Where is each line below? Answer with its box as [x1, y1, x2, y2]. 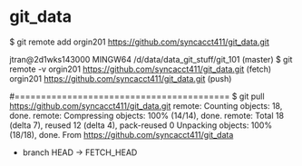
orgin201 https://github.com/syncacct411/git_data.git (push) [9, 73, 232, 83]
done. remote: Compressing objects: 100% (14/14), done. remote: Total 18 [9, 110, 284, 121]
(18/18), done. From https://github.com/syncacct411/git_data [9, 129, 234, 140]
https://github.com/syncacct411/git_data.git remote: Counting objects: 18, [9, 100, 283, 111]
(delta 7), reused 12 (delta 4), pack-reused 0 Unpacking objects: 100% [9, 120, 273, 131]
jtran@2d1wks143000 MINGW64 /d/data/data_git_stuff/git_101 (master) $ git [9, 54, 293, 64]
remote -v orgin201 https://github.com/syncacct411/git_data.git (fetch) [9, 63, 272, 74]
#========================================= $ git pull [9, 91, 265, 102]
